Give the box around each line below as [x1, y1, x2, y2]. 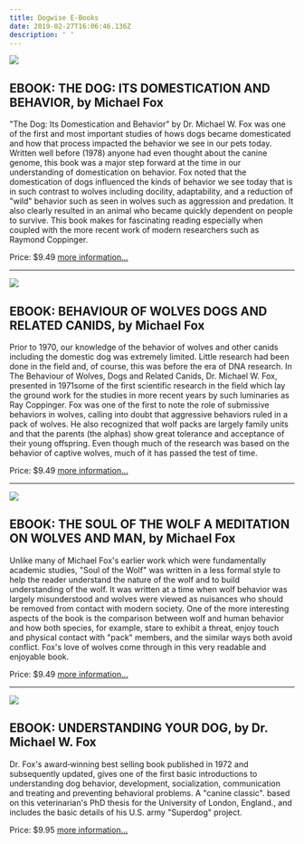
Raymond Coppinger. [9, 235, 89, 245]
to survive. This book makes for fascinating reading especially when [9, 215, 264, 226]
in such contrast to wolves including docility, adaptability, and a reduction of [9, 187, 293, 197]
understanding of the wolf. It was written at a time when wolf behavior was [9, 583, 288, 594]
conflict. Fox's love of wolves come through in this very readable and [9, 641, 267, 652]
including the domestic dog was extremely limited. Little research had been [9, 351, 290, 362]
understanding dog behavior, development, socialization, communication [9, 778, 280, 789]
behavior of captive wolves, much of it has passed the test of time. [9, 447, 258, 458]
